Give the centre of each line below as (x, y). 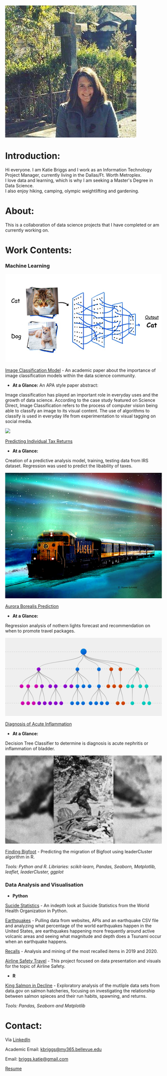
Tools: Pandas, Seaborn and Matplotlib (45, 1006)
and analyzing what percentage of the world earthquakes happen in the (79, 926)
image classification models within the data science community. (71, 375)
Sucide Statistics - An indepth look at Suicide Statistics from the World (77, 905)
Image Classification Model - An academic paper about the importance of (81, 370)
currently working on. (27, 230)
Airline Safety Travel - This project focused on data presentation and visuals (83, 961)
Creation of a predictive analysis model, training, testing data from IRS (77, 460)
